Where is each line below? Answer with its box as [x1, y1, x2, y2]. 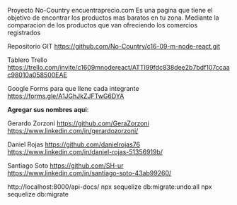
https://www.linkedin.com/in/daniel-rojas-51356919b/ [7, 148, 163, 156]
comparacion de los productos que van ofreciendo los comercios [7, 21, 198, 29]
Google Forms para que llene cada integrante [7, 85, 139, 92]
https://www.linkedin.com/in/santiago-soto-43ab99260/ [7, 169, 172, 177]
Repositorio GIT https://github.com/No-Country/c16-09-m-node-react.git [7, 42, 221, 50]
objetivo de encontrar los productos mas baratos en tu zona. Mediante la [7, 13, 219, 22]
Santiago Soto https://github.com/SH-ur [7, 161, 124, 170]
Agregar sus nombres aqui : [7, 106, 89, 113]
